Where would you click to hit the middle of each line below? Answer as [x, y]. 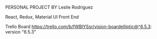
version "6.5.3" [21, 32]
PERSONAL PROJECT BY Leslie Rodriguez [49, 7]
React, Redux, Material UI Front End [42, 17]
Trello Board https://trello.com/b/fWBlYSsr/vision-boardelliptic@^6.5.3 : [78, 26]
